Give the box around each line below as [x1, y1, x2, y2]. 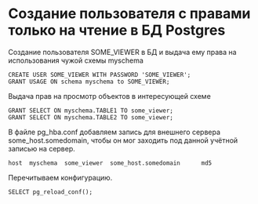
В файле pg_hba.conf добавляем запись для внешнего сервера [8, 127, 221, 137]
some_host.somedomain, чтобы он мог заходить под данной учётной [8, 135, 238, 145]
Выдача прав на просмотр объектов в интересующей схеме [8, 91, 212, 100]
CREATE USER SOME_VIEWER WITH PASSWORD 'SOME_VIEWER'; [8, 71, 191, 78]
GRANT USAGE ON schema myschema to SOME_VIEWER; [8, 78, 170, 86]
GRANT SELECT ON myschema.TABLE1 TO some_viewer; [8, 107, 174, 115]
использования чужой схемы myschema [8, 56, 144, 65]
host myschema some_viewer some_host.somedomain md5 [8, 158, 213, 167]
